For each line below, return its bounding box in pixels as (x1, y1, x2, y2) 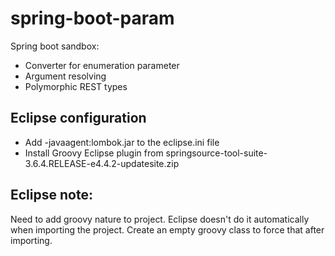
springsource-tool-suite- (165, 147, 268, 159)
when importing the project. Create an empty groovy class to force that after (10, 223, 325, 236)
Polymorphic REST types (24, 80, 128, 92)
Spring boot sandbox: (10, 40, 100, 52)
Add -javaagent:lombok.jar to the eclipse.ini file (24, 136, 220, 148)
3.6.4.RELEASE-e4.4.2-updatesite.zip (24, 157, 180, 169)
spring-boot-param (10, 7, 175, 30)
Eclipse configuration (10, 110, 147, 127)
